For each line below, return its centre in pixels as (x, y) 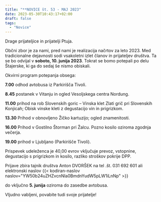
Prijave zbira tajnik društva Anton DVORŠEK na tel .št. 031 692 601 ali (74, 166)
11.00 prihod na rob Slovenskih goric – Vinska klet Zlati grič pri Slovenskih (79, 103)
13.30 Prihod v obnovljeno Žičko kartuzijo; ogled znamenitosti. (67, 118)
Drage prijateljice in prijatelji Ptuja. (39, 41)
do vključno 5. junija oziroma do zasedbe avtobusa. (56, 185)
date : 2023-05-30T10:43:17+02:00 (39, 14)
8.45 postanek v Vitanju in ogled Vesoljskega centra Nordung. (67, 94)
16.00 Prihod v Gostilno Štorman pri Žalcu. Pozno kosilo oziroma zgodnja (78, 127)
